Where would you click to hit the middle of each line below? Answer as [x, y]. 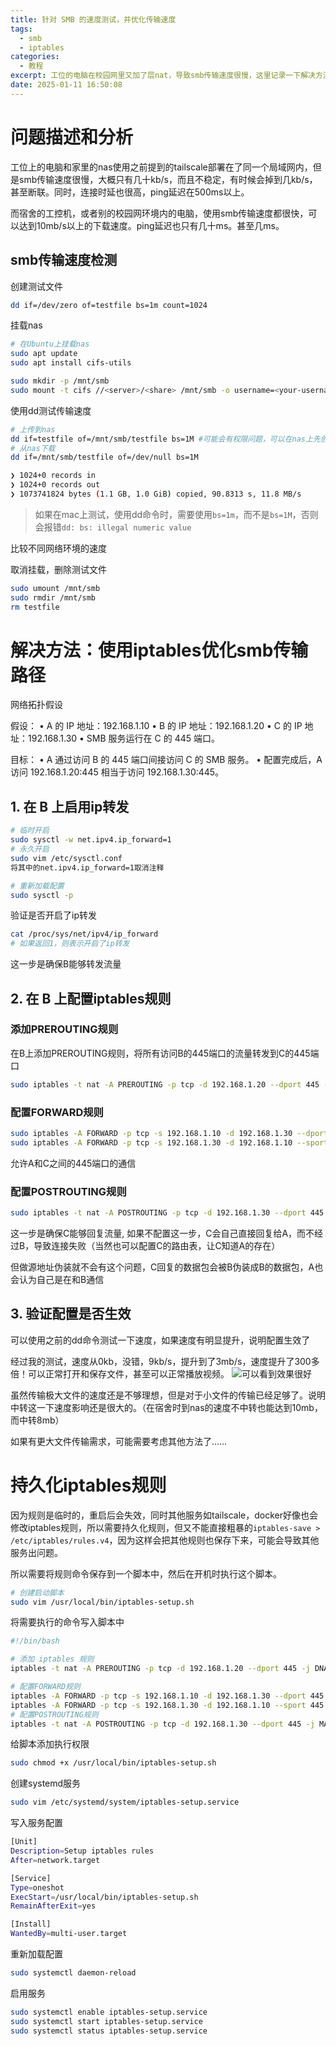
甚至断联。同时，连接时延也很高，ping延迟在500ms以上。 [130, 192]
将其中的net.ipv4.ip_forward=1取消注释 [87, 867]
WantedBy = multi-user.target [69, 1934]
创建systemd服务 [46, 1783]
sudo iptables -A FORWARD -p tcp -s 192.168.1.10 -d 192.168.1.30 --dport [169, 1133]
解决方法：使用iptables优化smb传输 [159, 650]
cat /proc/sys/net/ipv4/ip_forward [84, 934]
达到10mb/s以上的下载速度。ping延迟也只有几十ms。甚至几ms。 [151, 225]
